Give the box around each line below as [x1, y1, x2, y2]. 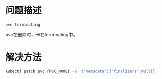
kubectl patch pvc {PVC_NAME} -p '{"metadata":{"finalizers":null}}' [5, 69, 158, 74]
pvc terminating [5, 22, 40, 27]
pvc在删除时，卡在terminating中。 [5, 31, 78, 37]
